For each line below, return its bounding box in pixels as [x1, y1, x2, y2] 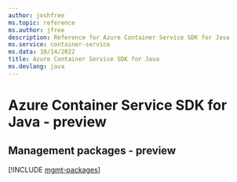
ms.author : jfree [8, 26, 65, 34]
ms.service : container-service [8, 41, 111, 49]
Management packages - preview [8, 144, 177, 158]
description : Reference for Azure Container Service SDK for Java [8, 33, 230, 42]
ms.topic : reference [8, 19, 76, 27]
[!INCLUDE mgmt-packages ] [8, 165, 100, 174]
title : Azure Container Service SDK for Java [8, 56, 159, 64]
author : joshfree [8, 11, 65, 20]
